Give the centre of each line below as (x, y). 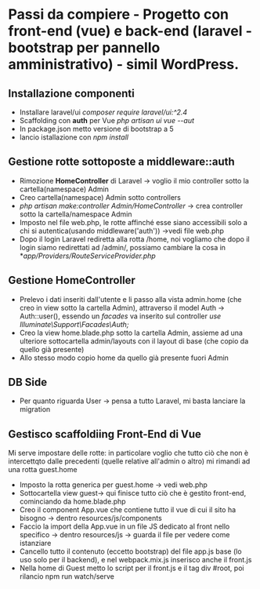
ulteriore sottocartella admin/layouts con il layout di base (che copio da (134, 341)
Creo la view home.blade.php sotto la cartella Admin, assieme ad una (131, 333)
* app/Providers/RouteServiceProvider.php (88, 256)
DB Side (28, 382)
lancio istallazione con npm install (74, 137)
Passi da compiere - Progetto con (119, 15)
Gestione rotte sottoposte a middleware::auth (121, 162)
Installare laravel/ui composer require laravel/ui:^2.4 (103, 112)
